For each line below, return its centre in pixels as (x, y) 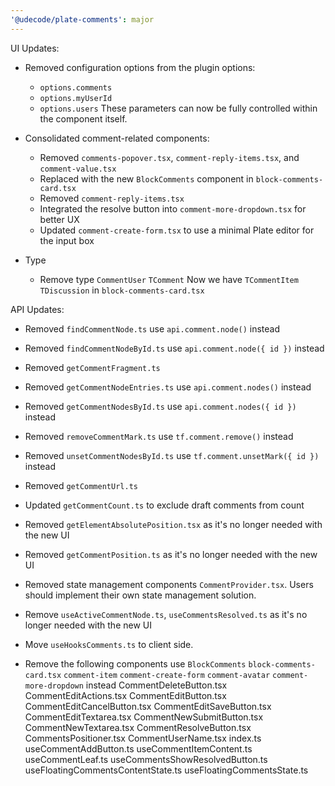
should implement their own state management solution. (140, 595)
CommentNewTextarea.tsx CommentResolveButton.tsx (138, 727)
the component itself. (83, 118)
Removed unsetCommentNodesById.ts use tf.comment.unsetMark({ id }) (172, 455)
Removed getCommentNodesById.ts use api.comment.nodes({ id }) (160, 406)
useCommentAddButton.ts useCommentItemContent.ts (138, 748)
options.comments (76, 87)
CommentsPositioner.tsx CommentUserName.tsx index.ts (143, 738)
